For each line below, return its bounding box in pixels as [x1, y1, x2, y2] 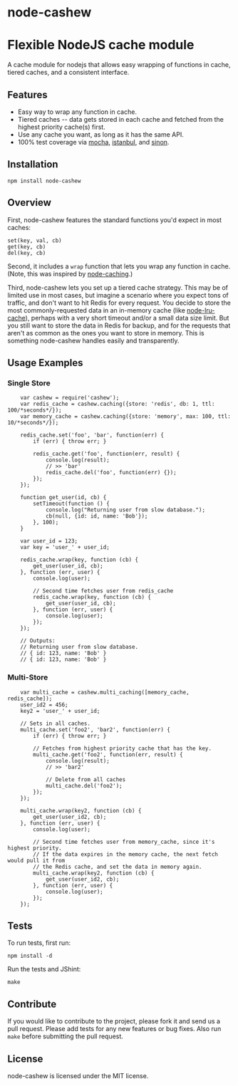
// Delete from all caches [45, 776, 126, 783]
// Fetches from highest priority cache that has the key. [33, 745, 212, 752]
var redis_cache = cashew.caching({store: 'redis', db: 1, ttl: [20, 400, 215, 408]
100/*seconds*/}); [7, 407, 62, 414]
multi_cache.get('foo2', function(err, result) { [33, 751, 183, 758]
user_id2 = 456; [20, 701, 69, 709]
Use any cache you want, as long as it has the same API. [17, 130, 184, 139]
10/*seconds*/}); [7, 419, 59, 427]
